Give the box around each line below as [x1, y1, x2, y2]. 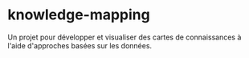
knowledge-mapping [7, 6, 150, 24]
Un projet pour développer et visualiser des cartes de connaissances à [7, 32, 242, 42]
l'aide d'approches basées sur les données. [7, 40, 153, 50]
